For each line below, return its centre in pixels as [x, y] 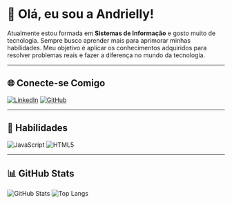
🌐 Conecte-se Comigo [56, 83]
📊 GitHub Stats [41, 173]
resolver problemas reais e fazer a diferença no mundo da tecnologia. [106, 55]
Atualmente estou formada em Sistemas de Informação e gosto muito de [112, 33]
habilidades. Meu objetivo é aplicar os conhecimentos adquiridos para [107, 48]
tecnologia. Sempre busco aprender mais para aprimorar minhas [99, 40]
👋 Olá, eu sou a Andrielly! [80, 14]
